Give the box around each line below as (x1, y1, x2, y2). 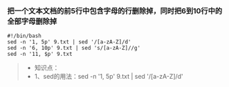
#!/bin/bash (7, 32, 42, 39)
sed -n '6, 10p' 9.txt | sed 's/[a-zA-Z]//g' (7, 45, 140, 52)
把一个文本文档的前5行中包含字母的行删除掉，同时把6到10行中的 (7, 6, 223, 15)
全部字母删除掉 (7, 16, 57, 26)
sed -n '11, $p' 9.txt (7, 50, 73, 58)
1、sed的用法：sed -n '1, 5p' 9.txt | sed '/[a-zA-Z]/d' (34, 72, 183, 81)
